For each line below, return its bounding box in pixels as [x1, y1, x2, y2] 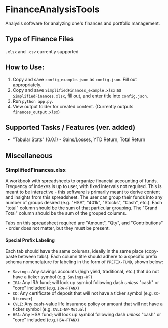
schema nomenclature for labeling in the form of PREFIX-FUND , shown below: [5, 259, 163, 265]
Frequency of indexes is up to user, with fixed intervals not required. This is [5, 183, 162, 190]
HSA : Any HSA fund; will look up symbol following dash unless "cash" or [12, 312, 161, 318]
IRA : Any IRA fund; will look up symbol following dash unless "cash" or [12, 279, 159, 286]
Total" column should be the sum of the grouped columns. [5, 210, 127, 216]
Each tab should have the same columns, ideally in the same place [5, 248, 144, 254]
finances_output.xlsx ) [12, 109, 60, 115]
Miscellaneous [5, 151, 53, 160]
